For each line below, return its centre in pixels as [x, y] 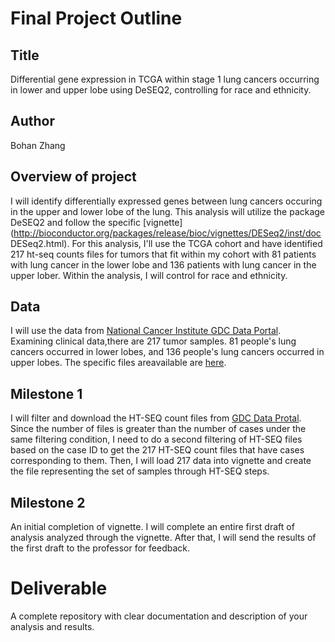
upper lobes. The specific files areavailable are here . [118, 363]
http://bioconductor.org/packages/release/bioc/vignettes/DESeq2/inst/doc [167, 233]
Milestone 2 [48, 502]
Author [32, 121]
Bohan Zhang [38, 145]
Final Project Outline [96, 18]
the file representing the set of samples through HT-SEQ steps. [140, 471]
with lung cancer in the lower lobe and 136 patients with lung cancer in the [163, 264]
